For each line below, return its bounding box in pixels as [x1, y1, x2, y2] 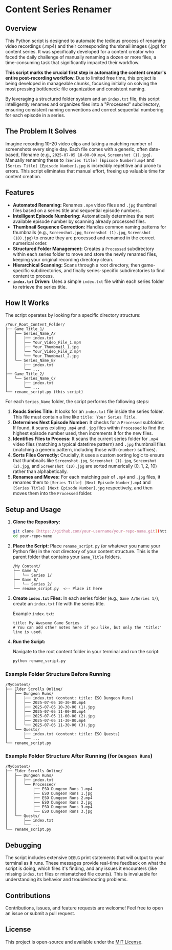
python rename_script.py [12, 658, 66, 663]
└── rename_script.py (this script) [5, 389, 83, 395]
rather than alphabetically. [12, 468, 68, 474]
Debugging [5, 841, 42, 849]
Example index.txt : [12, 611, 55, 617]
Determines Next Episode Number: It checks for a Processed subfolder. [12, 420, 164, 426]
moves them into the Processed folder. [12, 490, 93, 497]
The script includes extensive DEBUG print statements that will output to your [5, 854, 164, 861]
